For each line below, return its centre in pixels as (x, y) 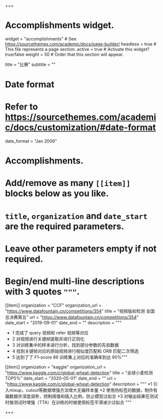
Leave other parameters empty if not (81, 248)
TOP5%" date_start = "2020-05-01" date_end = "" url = (61, 378)
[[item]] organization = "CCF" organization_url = (53, 305)
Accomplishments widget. (60, 25)
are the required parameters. (65, 226)
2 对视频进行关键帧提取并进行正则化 (48, 339)
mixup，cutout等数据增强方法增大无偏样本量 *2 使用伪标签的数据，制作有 (83, 390)
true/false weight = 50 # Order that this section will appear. (64, 54)
